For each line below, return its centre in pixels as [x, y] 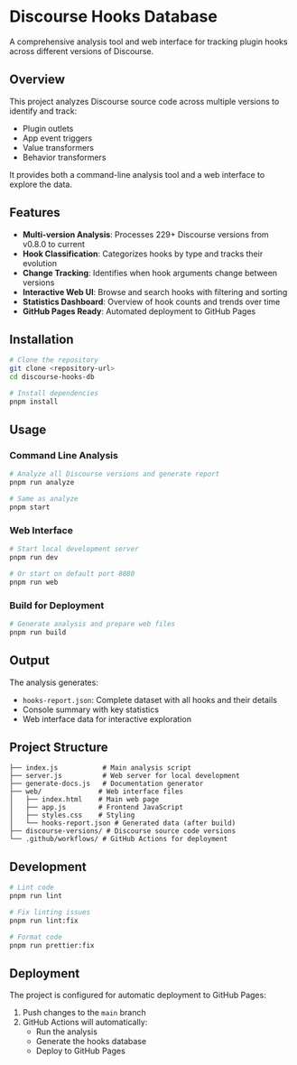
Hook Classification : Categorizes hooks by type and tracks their [143, 254]
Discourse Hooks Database [114, 17]
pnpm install [34, 402]
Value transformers [58, 147]
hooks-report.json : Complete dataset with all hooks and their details [150, 699]
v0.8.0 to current [54, 244]
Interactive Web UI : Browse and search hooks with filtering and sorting [155, 292]
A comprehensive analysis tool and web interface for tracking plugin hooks [148, 42]
